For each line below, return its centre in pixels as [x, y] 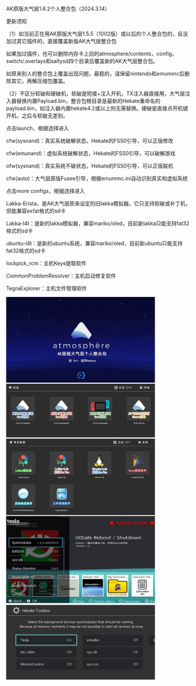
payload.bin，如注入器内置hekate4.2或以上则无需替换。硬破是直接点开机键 [97, 108]
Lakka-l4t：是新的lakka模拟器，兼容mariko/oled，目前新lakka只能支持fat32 [98, 223]
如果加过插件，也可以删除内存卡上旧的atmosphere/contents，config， [92, 54]
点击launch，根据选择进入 [38, 128]
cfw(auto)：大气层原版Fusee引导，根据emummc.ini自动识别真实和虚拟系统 [97, 178]
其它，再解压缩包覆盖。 [40, 81]
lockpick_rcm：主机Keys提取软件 [46, 263]
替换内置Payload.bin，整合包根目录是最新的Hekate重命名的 [88, 101]
